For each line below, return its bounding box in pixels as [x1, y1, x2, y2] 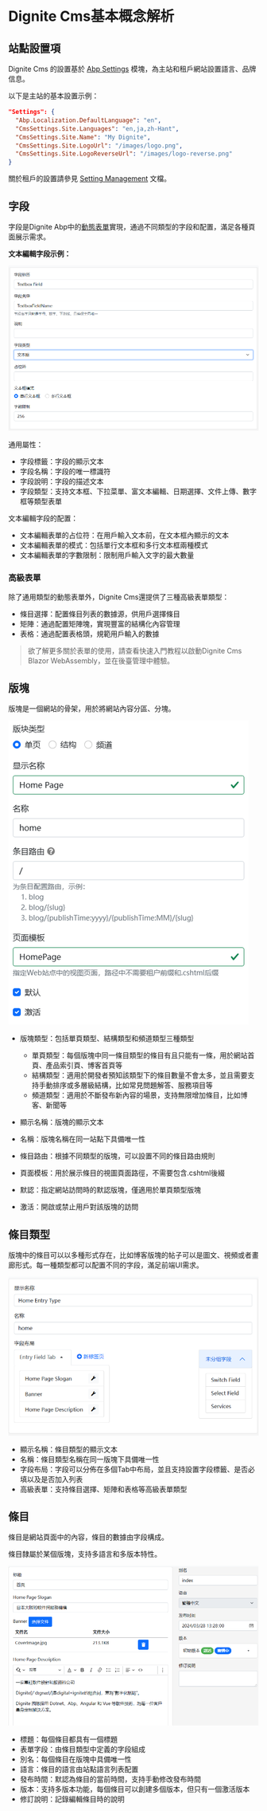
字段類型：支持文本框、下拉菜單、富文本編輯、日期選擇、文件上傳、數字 [19, 487, 257, 497]
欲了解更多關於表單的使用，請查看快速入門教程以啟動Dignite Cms [27, 646, 242, 655]
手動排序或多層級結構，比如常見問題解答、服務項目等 [38, 1081, 213, 1090]
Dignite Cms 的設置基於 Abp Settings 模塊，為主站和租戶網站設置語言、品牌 [8, 65, 257, 73]
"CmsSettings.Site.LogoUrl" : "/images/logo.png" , [15, 141, 183, 150]
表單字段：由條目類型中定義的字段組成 [19, 1744, 145, 1754]
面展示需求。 [8, 232, 50, 242]
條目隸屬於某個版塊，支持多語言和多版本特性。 [8, 1550, 161, 1559]
